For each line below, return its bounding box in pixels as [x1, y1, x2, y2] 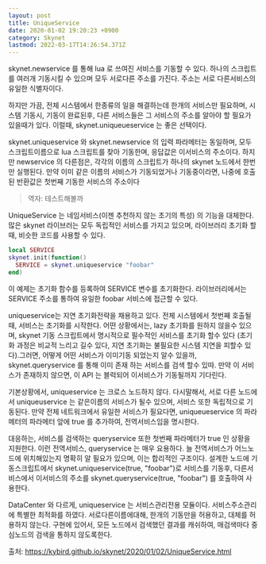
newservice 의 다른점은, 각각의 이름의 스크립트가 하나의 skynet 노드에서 [16, 157, 241, 167]
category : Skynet [8, 33, 66, 42]
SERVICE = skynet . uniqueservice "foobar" [15, 261, 155, 269]
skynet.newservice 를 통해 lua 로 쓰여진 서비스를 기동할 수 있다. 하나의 [8, 64, 229, 74]
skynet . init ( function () [8, 254, 87, 262]
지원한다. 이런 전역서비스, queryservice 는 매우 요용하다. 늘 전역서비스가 [8, 443, 233, 453]
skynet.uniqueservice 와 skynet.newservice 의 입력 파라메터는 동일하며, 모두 [8, 137, 253, 147]
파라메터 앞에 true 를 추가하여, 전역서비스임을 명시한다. [29, 416, 199, 426]
